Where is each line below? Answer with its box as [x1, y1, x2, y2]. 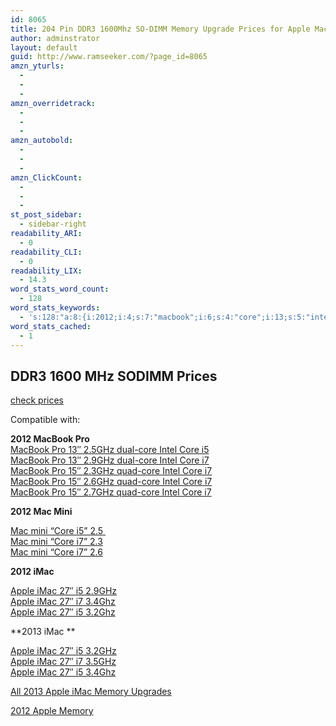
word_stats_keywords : [10, 303, 101, 313]
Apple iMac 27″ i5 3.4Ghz [10, 666, 117, 678]
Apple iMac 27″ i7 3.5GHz [10, 656, 117, 668]
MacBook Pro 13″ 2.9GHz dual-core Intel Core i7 [10, 454, 210, 466]
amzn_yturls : [10, 61, 65, 71]
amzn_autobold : [10, 136, 74, 146]
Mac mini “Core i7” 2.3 [10, 536, 103, 548]
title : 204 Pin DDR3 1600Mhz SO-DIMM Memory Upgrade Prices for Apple [10, 24, 311, 34]
